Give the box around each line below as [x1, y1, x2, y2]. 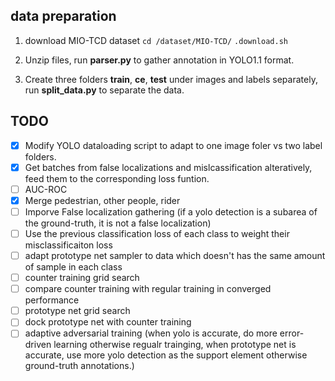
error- [279, 327, 305, 339]
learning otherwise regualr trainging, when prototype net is [53, 339, 297, 351]
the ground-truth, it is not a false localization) [24, 217, 212, 229]
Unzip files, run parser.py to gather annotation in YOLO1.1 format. [24, 54, 295, 66]
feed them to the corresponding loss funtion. [24, 172, 210, 184]
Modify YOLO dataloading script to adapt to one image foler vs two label [24, 139, 323, 151]
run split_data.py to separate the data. [24, 84, 185, 96]
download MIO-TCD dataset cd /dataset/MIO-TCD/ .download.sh [24, 34, 288, 46]
